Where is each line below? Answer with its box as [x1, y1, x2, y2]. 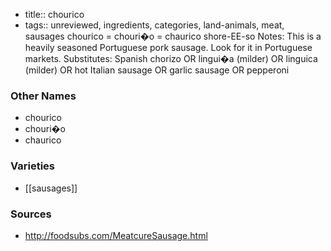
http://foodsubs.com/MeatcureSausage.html [24, 229, 208, 241]
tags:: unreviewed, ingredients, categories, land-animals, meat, [24, 19, 285, 31]
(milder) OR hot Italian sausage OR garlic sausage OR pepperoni [24, 64, 290, 76]
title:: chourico [24, 9, 85, 20]
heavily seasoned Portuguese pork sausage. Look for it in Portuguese [24, 42, 313, 53]
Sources [10, 207, 52, 221]
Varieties [10, 159, 55, 173]
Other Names [10, 89, 77, 103]
